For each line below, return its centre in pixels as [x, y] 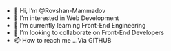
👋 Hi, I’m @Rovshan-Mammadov [60, 11]
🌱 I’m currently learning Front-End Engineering [80, 25]
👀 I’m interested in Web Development [66, 18]
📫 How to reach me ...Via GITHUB [62, 40]
